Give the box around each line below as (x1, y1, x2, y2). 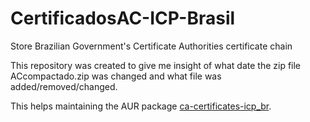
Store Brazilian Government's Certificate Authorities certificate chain (10, 40, 293, 52)
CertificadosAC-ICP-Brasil (10, 7, 236, 30)
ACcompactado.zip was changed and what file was (10, 70, 222, 82)
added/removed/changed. (10, 80, 118, 92)
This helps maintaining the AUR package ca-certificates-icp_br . (10, 100, 272, 112)
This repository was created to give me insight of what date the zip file (10, 59, 302, 71)
